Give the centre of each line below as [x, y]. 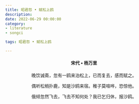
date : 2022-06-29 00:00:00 [33, 19]
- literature [19, 28]
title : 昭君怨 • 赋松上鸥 [29, 10]
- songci [14, 33]
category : [15, 24]
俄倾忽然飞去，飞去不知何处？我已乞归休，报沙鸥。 [84, 97]
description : [19, 14]
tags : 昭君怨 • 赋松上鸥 [28, 42]
